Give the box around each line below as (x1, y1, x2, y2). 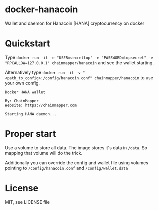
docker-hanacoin (5, 4, 78, 15)
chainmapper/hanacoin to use (94, 74, 154, 81)
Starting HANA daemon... (5, 111, 57, 116)
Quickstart (5, 38, 51, 49)
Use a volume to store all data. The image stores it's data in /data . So (5, 144, 147, 151)
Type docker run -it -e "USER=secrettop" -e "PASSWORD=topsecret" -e (5, 54, 153, 60)
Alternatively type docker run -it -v (5, 69, 81, 75)
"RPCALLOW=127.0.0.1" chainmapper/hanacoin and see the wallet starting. (5, 59, 154, 66)
